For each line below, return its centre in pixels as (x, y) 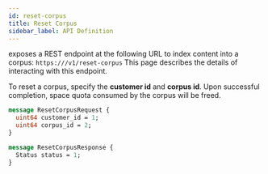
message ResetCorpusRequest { (59, 110)
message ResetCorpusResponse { (61, 147)
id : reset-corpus (38, 16)
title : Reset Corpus (43, 23)
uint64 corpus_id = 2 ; (54, 125)
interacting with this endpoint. (58, 71)
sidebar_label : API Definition (61, 31)
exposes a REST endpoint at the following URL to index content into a (124, 54)
